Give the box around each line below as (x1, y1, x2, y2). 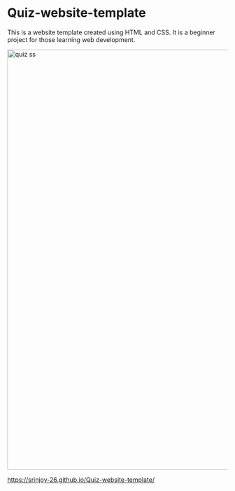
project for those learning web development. (7, 35, 136, 43)
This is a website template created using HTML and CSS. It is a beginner (7, 28, 215, 36)
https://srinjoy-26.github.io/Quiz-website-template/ (7, 475, 155, 484)
